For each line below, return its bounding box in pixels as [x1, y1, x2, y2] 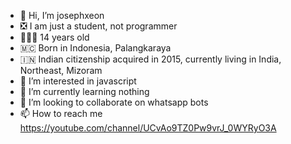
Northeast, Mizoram [19, 65, 103, 76]
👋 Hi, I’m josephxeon [19, 10, 105, 21]
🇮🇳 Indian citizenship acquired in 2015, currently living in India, [19, 53, 282, 65]
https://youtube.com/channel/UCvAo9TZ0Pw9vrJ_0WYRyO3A [19, 122, 277, 134]
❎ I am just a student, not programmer [19, 20, 178, 32]
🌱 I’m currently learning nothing [19, 86, 150, 97]
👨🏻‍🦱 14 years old [19, 31, 90, 43]
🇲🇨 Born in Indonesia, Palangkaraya [19, 42, 172, 54]
